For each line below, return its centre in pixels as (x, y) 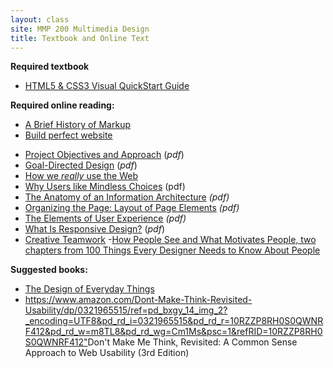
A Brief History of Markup (77, 125)
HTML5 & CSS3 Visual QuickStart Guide (107, 86)
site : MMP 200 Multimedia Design (80, 29)
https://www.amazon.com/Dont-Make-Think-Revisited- (138, 300)
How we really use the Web (81, 176)
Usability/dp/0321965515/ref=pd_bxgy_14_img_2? (126, 310)
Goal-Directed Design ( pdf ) (81, 165)
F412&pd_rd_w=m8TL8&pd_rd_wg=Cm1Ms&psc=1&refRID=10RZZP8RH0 (173, 332)
